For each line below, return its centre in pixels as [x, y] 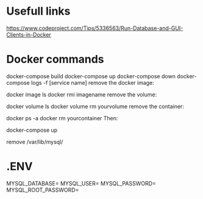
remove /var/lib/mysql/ [35, 142]
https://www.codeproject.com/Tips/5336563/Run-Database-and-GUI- [95, 28]
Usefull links [38, 11]
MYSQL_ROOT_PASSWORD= [43, 190]
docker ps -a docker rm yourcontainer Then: [62, 118]
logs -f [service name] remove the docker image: [93, 82]
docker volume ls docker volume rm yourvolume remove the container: [95, 106]
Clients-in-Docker [29, 34]
